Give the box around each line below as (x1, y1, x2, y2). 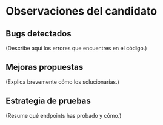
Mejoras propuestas (5, 62, 84, 72)
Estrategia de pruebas (5, 96, 91, 106)
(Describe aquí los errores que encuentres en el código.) (5, 44, 147, 52)
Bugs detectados (5, 29, 72, 39)
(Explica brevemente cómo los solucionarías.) (5, 78, 119, 86)
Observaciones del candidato (5, 4, 158, 18)
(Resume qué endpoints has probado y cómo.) (5, 112, 122, 119)
